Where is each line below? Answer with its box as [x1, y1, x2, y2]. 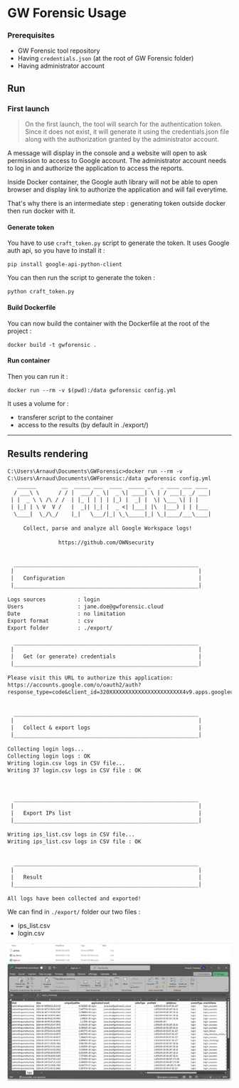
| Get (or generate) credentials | [10, 653, 202, 660]
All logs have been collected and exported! [7, 895, 142, 902]
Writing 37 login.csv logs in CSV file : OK [7, 767, 142, 774]
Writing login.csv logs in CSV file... [7, 760, 126, 767]
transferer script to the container [17, 413, 114, 422]
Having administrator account [17, 62, 105, 70]
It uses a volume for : [7, 399, 69, 407]
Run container [7, 356, 51, 365]
